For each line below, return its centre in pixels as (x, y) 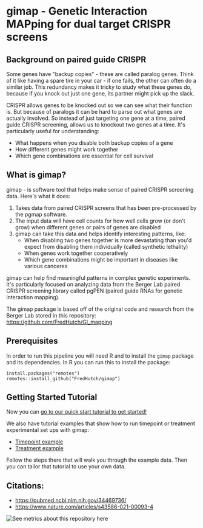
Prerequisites (32, 341)
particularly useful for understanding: (53, 131)
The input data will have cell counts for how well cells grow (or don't (100, 221)
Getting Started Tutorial (52, 398)
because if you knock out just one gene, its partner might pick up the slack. (101, 93)
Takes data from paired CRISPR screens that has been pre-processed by (106, 207)
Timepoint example (39, 442)
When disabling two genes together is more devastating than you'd (108, 240)
